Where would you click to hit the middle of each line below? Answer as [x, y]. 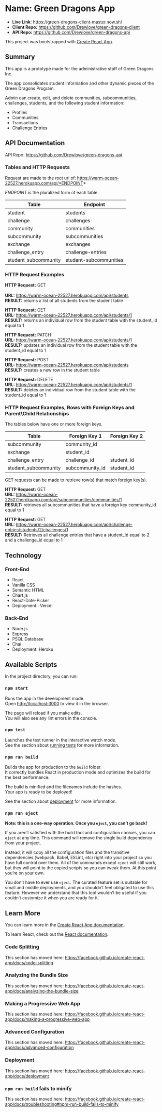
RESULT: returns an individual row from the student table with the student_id [81, 320]
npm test [15, 730]
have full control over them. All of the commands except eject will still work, [81, 863]
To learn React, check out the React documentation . [57, 934]
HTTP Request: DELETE [29, 380]
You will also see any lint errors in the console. [51, 718]
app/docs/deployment [27, 1076]
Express [20, 634]
